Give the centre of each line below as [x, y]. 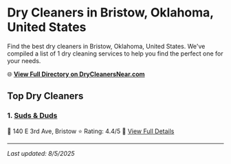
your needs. [24, 60]
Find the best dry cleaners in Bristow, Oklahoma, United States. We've [106, 46]
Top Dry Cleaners [45, 96]
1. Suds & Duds [32, 116]
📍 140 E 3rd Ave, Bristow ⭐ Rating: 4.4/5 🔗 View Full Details [91, 131]
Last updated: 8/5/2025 [41, 153]
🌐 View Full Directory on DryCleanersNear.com [76, 74]
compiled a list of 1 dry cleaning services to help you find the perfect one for [115, 54]
